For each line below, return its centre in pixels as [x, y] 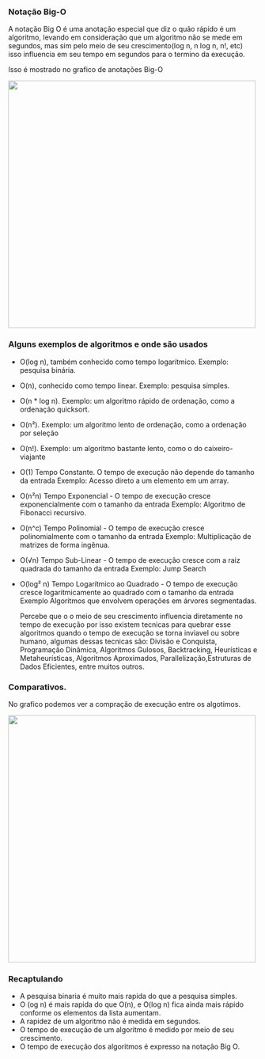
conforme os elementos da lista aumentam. [90, 1013]
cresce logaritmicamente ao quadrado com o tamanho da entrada [127, 592]
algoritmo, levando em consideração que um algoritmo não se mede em [125, 37]
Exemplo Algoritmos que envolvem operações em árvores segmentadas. [138, 601]
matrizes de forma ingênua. [64, 545]
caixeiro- [219, 448]
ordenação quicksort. [55, 409]
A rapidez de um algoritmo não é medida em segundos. [110, 1021]
